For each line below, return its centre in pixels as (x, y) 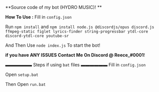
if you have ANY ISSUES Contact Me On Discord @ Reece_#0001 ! (75, 55)
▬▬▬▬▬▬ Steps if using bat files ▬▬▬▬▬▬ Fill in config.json (75, 65)
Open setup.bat (22, 74)
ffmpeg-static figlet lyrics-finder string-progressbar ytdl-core (77, 32)
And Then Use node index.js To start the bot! (53, 45)
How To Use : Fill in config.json (38, 17)
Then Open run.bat (26, 84)
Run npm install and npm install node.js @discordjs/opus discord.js (80, 27)
